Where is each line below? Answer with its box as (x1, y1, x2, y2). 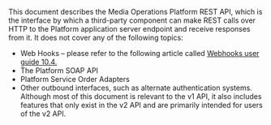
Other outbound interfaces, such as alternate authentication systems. (19, 83, 253, 93)
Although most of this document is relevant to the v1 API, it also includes (19, 92, 262, 101)
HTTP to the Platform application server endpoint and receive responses (8, 24, 251, 33)
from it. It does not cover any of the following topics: (8, 32, 184, 42)
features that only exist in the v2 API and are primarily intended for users (19, 101, 264, 110)
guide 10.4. (19, 57, 58, 67)
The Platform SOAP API (19, 66, 99, 75)
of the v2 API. (19, 109, 67, 119)
